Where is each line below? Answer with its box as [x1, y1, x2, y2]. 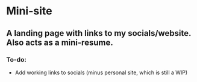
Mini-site [6, 4, 52, 18]
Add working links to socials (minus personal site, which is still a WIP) [14, 69, 188, 76]
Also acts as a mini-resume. [6, 37, 113, 47]
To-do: [6, 55, 27, 63]
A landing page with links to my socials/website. [6, 28, 192, 38]
